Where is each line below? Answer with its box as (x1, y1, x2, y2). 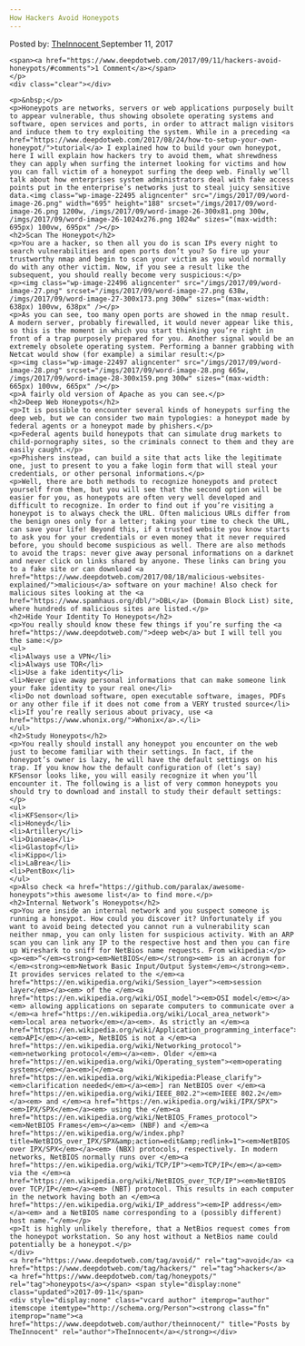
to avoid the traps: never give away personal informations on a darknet (9, 549, 295, 558)
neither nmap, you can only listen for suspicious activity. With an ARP (9, 930, 295, 939)
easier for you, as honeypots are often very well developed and (9, 492, 261, 502)
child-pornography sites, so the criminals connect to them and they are (9, 437, 295, 446)
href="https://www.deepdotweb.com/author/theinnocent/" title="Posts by (9, 1319, 290, 1329)
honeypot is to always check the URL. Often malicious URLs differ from (9, 509, 290, 518)
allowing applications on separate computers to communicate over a (29, 1001, 295, 1011)
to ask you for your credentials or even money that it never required (9, 532, 286, 541)
